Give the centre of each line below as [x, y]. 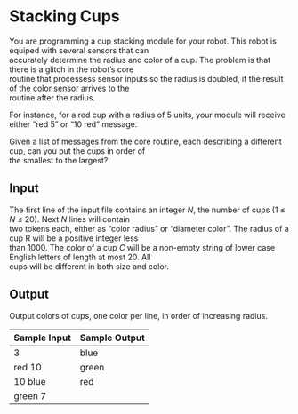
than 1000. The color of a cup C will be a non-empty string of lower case [142, 247]
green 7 [30, 395]
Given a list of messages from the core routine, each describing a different [145, 141]
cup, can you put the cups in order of [77, 151]
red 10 [28, 367]
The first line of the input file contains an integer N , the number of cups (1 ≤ [148, 210]
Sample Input [42, 338]
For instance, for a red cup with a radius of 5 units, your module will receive [148, 115]
